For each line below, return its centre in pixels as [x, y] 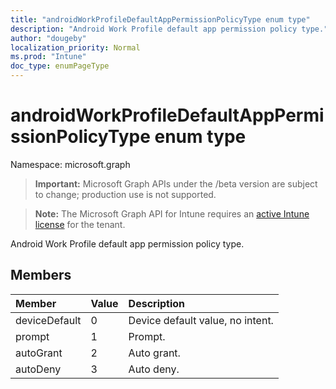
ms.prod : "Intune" [48, 57]
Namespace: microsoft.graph [70, 164]
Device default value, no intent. [201, 320]
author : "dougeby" [48, 38]
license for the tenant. [80, 224]
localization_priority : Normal [75, 47]
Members [41, 275]
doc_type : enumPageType [60, 66]
